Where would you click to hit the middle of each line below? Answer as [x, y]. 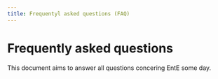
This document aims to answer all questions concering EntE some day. [109, 68]
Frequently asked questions [90, 48]
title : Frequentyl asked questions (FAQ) [69, 14]
